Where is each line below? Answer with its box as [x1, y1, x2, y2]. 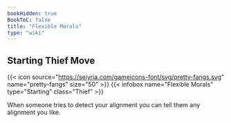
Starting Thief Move [7, 54, 95, 66]
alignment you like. [7, 108, 61, 117]
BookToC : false [7, 16, 51, 23]
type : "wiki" [7, 29, 45, 36]
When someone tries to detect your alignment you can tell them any [7, 101, 201, 109]
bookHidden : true [7, 10, 57, 17]
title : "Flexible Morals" [7, 23, 82, 30]
